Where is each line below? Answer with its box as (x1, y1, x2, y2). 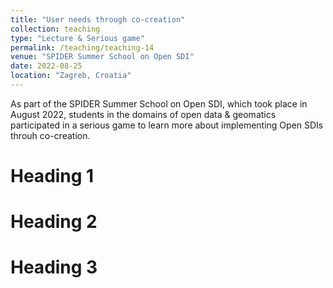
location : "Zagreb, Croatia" (10, 71, 132, 81)
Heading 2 (10, 211, 98, 233)
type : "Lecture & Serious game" (10, 33, 145, 43)
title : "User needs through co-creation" (10, 14, 186, 25)
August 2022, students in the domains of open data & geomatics (10, 108, 277, 120)
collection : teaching (10, 24, 101, 34)
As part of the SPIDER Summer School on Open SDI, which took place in (10, 97, 308, 110)
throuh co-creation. (10, 129, 91, 141)
